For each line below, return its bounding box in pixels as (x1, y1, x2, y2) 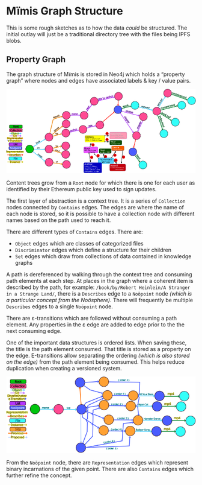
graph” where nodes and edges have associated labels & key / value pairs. (6, 77, 191, 84)
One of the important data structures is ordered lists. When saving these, (6, 339, 187, 346)
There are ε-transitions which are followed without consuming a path (6, 314, 177, 322)
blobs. (6, 37, 22, 44)
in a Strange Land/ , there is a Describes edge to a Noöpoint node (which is (6, 290, 192, 297)
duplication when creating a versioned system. (6, 364, 122, 372)
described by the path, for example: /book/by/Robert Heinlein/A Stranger (6, 284, 191, 291)
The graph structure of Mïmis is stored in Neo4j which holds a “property (6, 71, 185, 78)
